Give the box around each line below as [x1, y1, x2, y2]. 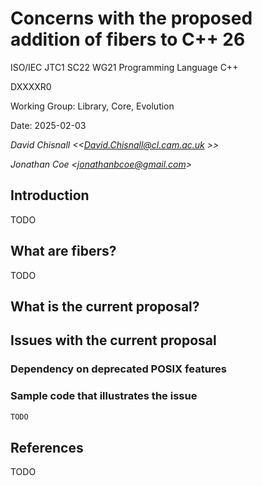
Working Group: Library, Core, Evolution [10, 100, 175, 112]
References [10, 439, 84, 456]
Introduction [10, 187, 90, 204]
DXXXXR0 [10, 80, 52, 92]
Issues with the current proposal [10, 332, 217, 349]
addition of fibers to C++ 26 [10, 28, 246, 51]
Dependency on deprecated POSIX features [10, 362, 227, 376]
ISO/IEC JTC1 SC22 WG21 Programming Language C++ [10, 61, 239, 73]
